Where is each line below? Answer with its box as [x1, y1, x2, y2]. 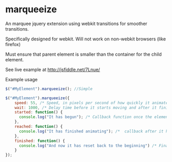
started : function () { [14, 110, 63, 115]
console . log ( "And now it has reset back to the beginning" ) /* [18, 143, 157, 148]
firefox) [5, 41, 21, 47]
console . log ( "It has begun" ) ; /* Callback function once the [18, 114, 153, 120]
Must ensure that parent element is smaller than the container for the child [5, 51, 162, 57]
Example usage [5, 76, 38, 82]
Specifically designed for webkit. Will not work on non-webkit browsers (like [5, 36, 166, 42]
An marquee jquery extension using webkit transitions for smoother [5, 20, 147, 27]
